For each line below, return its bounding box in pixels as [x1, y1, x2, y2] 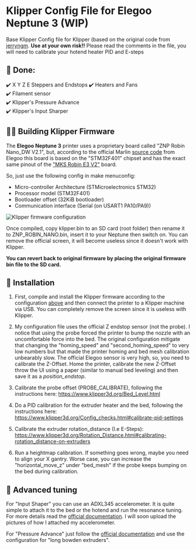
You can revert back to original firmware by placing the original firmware [6, 254, 186, 261]
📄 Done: [6, 65, 36, 75]
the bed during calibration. [14, 468, 79, 475]
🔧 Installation [6, 278, 55, 288]
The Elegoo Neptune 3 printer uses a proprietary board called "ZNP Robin [6, 142, 185, 149]
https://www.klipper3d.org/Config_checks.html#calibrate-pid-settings [14, 414, 184, 422]
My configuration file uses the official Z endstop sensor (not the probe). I [14, 323, 190, 330]
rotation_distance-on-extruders [14, 438, 91, 445]
